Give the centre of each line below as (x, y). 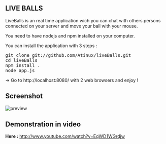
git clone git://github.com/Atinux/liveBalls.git (68, 55)
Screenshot (24, 96)
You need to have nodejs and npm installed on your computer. (70, 35)
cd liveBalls (22, 60)
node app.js (20, 70)
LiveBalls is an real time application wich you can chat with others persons (83, 20)
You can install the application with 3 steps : (51, 46)
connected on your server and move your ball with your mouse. (72, 26)
